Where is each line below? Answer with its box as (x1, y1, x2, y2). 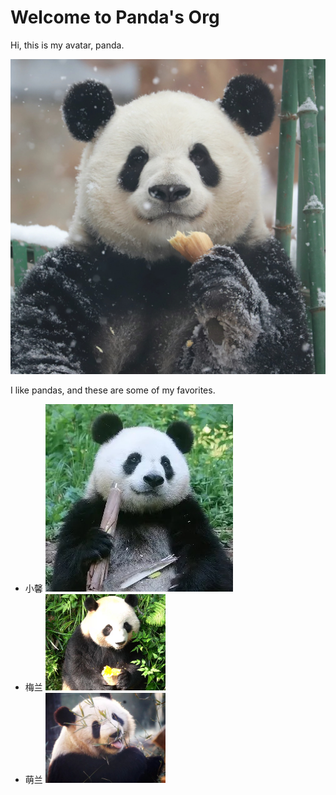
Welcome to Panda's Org (10, 6, 220, 29)
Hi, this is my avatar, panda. (10, 39, 125, 51)
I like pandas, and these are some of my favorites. (10, 384, 216, 396)
